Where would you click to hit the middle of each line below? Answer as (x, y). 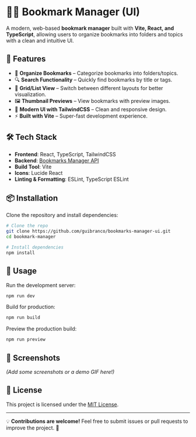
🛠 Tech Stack (32, 137)
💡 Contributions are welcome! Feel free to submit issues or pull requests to (97, 421)
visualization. (30, 94)
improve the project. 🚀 (33, 428)
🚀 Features (26, 59)
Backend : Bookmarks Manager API (57, 160)
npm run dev (20, 296)
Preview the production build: (41, 329)
